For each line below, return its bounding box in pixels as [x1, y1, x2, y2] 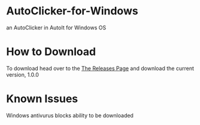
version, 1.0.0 [6, 71, 39, 78]
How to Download [6, 45, 96, 59]
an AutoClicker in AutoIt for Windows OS [6, 24, 107, 31]
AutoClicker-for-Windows [6, 4, 139, 18]
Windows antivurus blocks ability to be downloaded [6, 112, 134, 119]
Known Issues [6, 92, 78, 106]
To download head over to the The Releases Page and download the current [6, 65, 195, 72]
